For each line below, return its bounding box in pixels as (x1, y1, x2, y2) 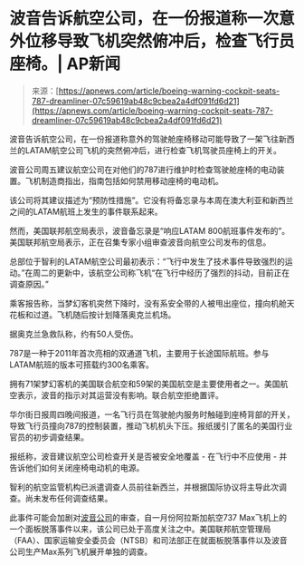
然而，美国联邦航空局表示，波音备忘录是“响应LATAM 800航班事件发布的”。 (9, 225, 290, 236)
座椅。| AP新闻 (9, 54, 121, 74)
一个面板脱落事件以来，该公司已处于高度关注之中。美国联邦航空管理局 (9, 523, 271, 534)
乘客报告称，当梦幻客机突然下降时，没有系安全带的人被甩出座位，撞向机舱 (9, 297, 287, 308)
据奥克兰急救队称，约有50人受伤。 (9, 328, 138, 339)
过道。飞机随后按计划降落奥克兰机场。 (33, 309, 176, 320)
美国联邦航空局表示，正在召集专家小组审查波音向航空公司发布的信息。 (9, 237, 271, 248)
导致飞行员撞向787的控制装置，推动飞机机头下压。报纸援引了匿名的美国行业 (9, 420, 293, 431)
